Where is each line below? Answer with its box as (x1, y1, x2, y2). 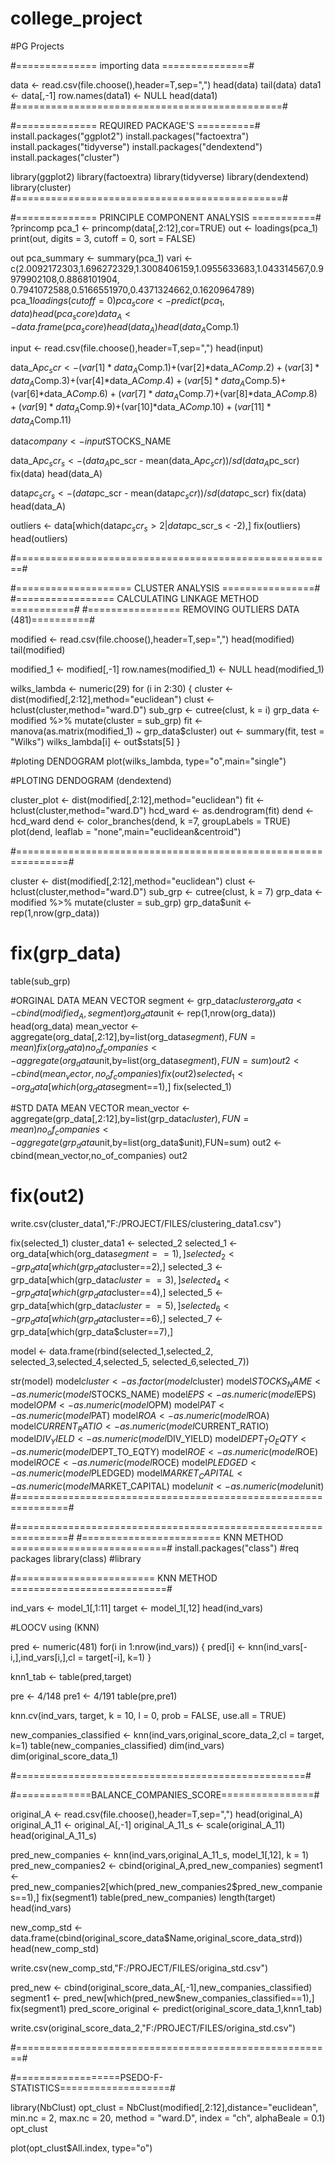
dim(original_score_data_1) (10, 1750, 119, 1762)
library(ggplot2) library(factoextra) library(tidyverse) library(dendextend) (10, 170, 310, 182)
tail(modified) (10, 643, 66, 656)
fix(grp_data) (10, 942, 122, 964)
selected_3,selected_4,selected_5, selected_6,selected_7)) (10, 1355, 250, 1367)
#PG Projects (10, 40, 65, 52)
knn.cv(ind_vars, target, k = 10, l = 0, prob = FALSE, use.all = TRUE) (10, 1709, 287, 1721)
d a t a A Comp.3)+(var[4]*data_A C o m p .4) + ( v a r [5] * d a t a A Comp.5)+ (10, 375, 287, 389)
